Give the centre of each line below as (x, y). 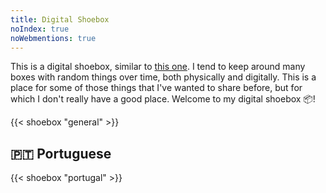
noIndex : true (40, 29)
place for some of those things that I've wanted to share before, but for (156, 88)
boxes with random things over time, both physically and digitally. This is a (163, 77)
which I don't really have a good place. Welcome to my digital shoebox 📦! (163, 99)
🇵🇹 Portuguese (61, 153)
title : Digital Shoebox (60, 19)
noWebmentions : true (53, 38)
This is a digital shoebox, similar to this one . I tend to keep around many (158, 67)
